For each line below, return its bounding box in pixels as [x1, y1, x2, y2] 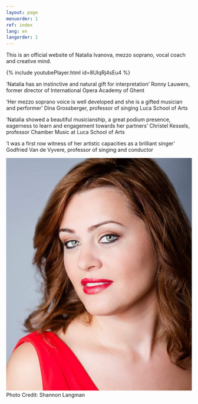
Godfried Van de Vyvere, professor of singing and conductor [6, 146, 154, 154]
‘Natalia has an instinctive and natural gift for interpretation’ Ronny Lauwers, [6, 80, 190, 88]
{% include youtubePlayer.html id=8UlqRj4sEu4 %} [6, 69, 131, 76]
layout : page [6, 9, 38, 15]
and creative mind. [6, 58, 52, 65]
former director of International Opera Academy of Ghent [6, 87, 145, 94]
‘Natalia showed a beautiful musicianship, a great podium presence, [6, 116, 171, 123]
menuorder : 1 [6, 15, 38, 22]
